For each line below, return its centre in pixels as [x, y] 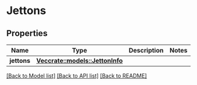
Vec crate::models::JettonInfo [80, 61]
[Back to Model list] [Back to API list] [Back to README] [77, 76]
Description [146, 50]
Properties [27, 33]
